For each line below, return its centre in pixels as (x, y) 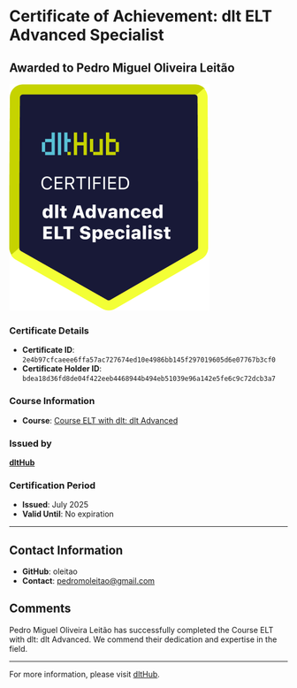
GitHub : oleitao (49, 571)
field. (19, 648)
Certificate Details (49, 331)
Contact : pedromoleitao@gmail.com (88, 581)
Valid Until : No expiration (68, 514)
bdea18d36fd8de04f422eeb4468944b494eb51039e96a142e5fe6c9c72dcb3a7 (148, 379)
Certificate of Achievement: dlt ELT (141, 16)
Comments (40, 609)
